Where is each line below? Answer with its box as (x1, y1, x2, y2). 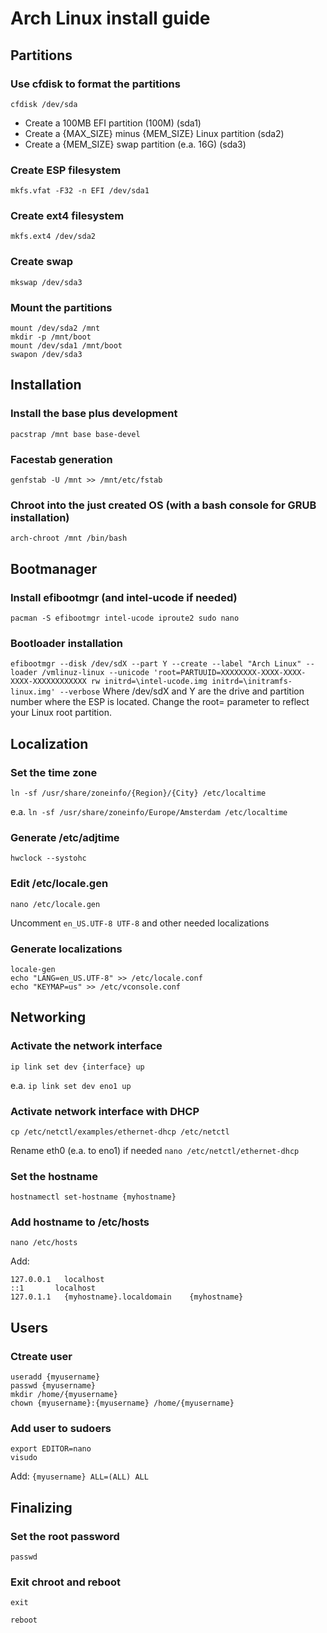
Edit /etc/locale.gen (10, 877, 109, 891)
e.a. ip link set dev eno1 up (10, 1079, 132, 1091)
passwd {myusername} (10, 1381, 97, 1391)
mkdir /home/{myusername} (10, 1390, 118, 1400)
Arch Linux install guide (10, 7, 211, 30)
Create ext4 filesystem (10, 209, 125, 223)
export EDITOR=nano (10, 1444, 92, 1454)
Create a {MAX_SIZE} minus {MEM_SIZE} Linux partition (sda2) (24, 127, 285, 139)
